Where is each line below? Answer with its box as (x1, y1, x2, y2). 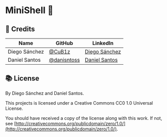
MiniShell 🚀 (5, 5, 54, 16)
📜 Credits (5, 25, 36, 33)
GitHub (55, 40, 74, 47)
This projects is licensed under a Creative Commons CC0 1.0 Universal (5, 100, 153, 106)
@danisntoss (49, 57, 80, 63)
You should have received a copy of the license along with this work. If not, (5, 115, 162, 121)
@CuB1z (49, 48, 70, 55)
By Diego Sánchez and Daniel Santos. (5, 90, 84, 96)
